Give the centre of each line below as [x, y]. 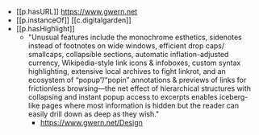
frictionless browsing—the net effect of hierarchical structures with [140, 88]
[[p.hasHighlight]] [45, 29]
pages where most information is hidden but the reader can [140, 105]
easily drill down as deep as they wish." [94, 114]
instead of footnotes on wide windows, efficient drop [116, 46]
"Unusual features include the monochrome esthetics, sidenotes [135, 37]
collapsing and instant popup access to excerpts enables [123, 97]
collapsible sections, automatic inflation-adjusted [147, 54]
